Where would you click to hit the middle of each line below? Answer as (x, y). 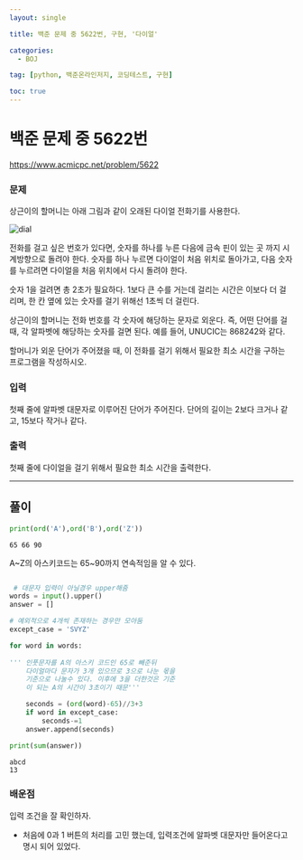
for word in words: (46, 646)
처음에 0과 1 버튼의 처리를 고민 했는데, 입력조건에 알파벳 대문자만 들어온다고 (155, 835)
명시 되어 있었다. (51, 846)
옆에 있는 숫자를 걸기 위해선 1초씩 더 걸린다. (124, 301)
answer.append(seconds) (70, 729)
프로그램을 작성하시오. (48, 362)
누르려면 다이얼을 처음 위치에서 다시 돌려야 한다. (103, 270)
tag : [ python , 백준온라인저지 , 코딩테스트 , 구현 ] (91, 75)
